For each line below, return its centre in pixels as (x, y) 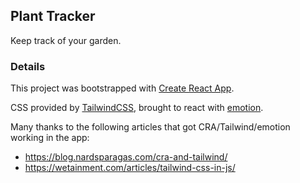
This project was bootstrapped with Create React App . (122, 88)
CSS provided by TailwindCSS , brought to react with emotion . (137, 108)
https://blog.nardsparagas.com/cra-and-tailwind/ (126, 157)
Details (28, 66)
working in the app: (50, 138)
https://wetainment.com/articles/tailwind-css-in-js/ (130, 168)
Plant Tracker (53, 16)
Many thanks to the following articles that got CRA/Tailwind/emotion (150, 127)
